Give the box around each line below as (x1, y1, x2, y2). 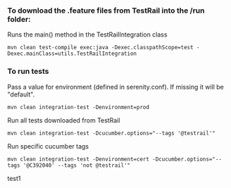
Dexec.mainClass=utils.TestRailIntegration (7, 50, 137, 58)
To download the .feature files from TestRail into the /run (7, 6, 205, 15)
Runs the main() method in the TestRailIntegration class (7, 30, 168, 39)
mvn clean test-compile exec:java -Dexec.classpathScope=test (7, 44, 194, 51)
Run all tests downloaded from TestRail (7, 115, 120, 125)
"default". (7, 90, 35, 99)
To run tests (7, 66, 49, 76)
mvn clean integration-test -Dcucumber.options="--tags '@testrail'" (7, 130, 216, 137)
